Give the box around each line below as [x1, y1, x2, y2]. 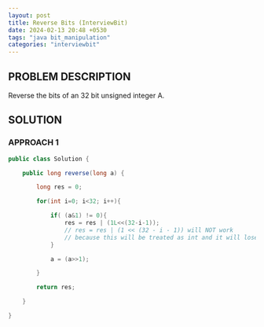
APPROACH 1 [8, 137, 59, 148]
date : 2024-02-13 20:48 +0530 [8, 26, 108, 34]
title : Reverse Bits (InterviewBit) [8, 19, 128, 27]
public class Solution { [8, 155, 90, 163]
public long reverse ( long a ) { [22, 169, 125, 177]
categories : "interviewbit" [8, 41, 101, 49]
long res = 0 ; [36, 183, 82, 191]
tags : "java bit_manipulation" [8, 33, 111, 42]
